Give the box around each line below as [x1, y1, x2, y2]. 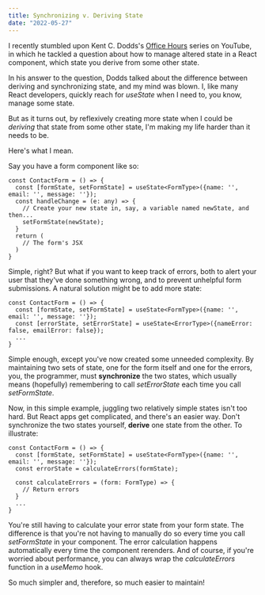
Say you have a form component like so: [8, 161, 139, 170]
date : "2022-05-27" [8, 19, 73, 27]
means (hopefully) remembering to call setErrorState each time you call [8, 380, 241, 389]
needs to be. [8, 130, 50, 139]
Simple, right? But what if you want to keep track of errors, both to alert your [8, 266, 257, 276]
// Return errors [22, 485, 80, 494]
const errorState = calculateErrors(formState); [15, 464, 179, 472]
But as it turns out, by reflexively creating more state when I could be [8, 113, 233, 123]
